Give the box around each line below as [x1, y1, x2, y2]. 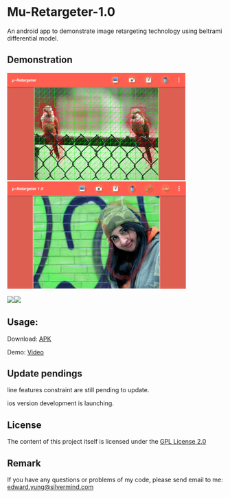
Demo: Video [7, 348, 45, 356]
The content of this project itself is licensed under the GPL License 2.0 [7, 438, 207, 446]
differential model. [7, 34, 58, 42]
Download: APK [7, 335, 51, 343]
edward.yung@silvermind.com [7, 483, 94, 491]
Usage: [7, 317, 39, 328]
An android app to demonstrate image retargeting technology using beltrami [7, 27, 222, 35]
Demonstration [7, 54, 73, 66]
